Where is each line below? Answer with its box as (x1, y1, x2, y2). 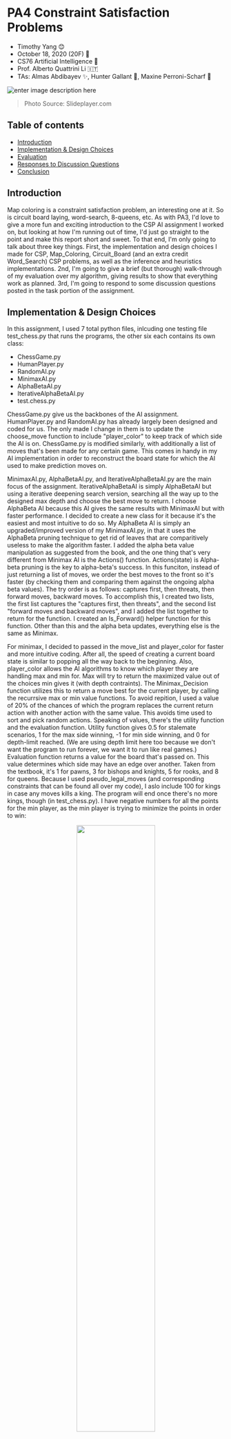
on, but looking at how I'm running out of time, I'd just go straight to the (7, 227, 210, 236)
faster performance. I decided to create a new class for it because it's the (7, 511, 216, 520)
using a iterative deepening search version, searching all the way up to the (7, 489, 219, 498)
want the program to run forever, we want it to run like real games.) (7, 745, 197, 754)
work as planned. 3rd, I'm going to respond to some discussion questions (7, 279, 216, 288)
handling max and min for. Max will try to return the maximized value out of (7, 672, 220, 680)
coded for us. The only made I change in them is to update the (7, 425, 184, 433)
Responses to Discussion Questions (17, 160, 119, 168)
